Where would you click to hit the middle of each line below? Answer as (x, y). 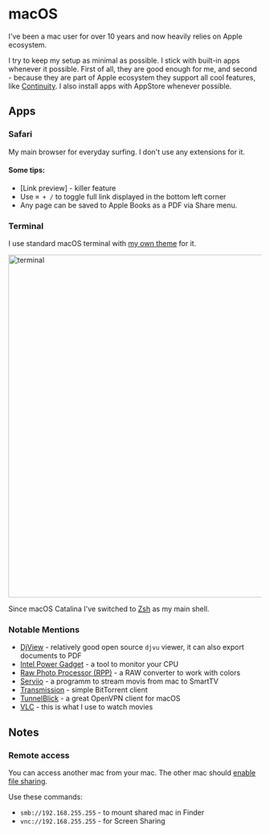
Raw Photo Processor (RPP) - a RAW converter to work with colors (130, 673)
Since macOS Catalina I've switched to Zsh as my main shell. (109, 609)
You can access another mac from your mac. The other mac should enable (132, 773)
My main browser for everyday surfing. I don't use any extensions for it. (127, 152)
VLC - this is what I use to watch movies (86, 707)
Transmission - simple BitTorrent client (84, 690)
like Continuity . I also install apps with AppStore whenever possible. (120, 86)
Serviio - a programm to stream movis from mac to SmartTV (119, 681)
